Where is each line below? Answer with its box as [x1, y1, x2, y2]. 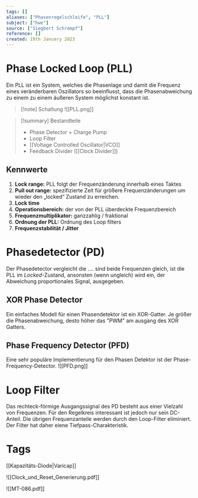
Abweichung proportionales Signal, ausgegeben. [6, 277, 125, 285]
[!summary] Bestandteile [20, 117, 81, 124]
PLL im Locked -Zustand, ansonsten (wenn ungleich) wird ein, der [6, 271, 165, 278]
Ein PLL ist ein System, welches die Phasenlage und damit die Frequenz [6, 81, 181, 88]
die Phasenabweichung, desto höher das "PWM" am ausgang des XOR [6, 317, 179, 324]
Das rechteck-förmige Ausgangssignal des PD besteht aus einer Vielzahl [6, 403, 183, 410]
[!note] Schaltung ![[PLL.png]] [20, 105, 94, 113]
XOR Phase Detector [6, 295, 83, 305]
